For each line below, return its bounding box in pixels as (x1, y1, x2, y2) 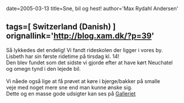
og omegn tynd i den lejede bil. (6, 65, 81, 72)
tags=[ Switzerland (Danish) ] (6, 22, 116, 32)
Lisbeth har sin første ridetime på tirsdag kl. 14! (6, 53, 120, 60)
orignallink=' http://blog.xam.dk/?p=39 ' (6, 31, 154, 41)
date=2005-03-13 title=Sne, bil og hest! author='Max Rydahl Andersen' (6, 5, 179, 12)
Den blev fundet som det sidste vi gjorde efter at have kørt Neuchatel (6, 59, 173, 66)
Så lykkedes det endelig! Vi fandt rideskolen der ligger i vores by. (6, 46, 163, 53)
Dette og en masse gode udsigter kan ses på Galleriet (6, 90, 136, 97)
